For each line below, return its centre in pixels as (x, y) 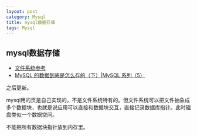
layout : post (22, 11)
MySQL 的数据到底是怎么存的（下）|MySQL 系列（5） (80, 75)
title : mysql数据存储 (31, 22)
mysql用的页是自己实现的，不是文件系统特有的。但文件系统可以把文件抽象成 (98, 100)
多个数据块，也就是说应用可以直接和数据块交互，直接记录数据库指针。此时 (96, 107)
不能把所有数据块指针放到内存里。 (47, 127)
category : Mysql (26, 17)
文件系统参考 (30, 68)
